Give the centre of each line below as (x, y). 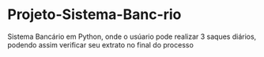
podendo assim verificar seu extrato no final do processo (101, 44)
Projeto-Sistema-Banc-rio (94, 15)
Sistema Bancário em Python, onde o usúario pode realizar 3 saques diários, (132, 36)
